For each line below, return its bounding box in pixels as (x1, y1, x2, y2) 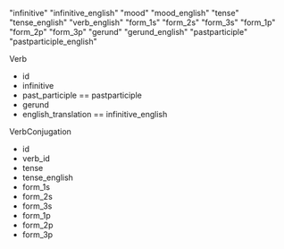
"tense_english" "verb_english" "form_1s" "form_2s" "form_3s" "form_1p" (9, 17, 276, 28)
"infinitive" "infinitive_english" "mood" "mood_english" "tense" (9, 8, 239, 18)
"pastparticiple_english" (9, 36, 97, 47)
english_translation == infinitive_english (21, 109, 168, 119)
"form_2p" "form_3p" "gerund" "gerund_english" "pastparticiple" (9, 27, 248, 37)
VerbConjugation (9, 126, 71, 137)
